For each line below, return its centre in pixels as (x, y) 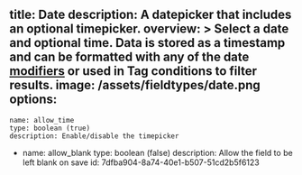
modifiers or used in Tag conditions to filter (133, 71)
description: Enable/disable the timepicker (94, 136)
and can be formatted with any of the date (129, 57)
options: (33, 100)
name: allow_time (42, 120)
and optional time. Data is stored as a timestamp (147, 43)
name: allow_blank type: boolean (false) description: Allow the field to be (157, 152)
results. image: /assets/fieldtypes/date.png (135, 85)
